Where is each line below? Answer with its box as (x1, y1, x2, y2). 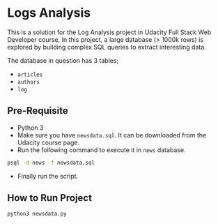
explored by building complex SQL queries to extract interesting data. (7, 43, 207, 51)
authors (17, 78, 40, 85)
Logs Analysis (7, 5, 91, 21)
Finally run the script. (17, 172, 79, 180)
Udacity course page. (17, 138, 80, 147)
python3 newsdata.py (7, 211, 68, 218)
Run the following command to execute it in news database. (17, 145, 186, 154)
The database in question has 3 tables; (7, 56, 119, 64)
